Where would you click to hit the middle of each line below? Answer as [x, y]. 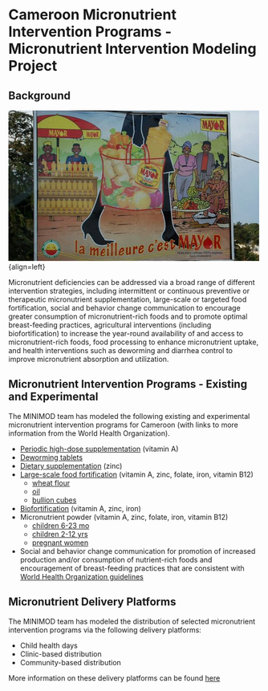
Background [39, 95]
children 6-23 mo [61, 525]
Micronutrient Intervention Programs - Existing [128, 384]
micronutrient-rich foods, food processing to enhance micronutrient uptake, [134, 342]
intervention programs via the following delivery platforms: [105, 630]
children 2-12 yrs [60, 534]
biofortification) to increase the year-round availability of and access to [126, 333]
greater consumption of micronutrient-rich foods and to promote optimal [128, 316]
